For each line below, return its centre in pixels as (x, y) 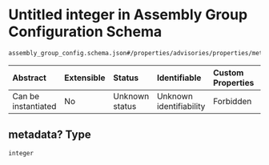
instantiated (34, 106)
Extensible (84, 78)
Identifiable (179, 78)
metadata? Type (50, 135)
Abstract (29, 78)
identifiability (181, 106)
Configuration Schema (85, 32)
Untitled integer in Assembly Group (128, 15)
